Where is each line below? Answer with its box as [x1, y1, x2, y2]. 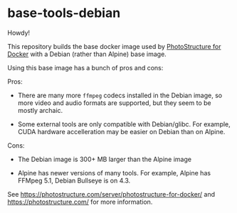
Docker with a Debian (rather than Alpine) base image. [7, 50, 167, 58]
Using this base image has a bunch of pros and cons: [7, 63, 164, 72]
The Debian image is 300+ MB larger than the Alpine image [17, 155, 192, 163]
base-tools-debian [7, 5, 121, 21]
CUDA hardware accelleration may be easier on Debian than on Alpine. [17, 127, 226, 136]
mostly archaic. [17, 106, 63, 114]
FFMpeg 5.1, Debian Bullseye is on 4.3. [17, 176, 131, 185]
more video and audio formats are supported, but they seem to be [17, 98, 211, 107]
